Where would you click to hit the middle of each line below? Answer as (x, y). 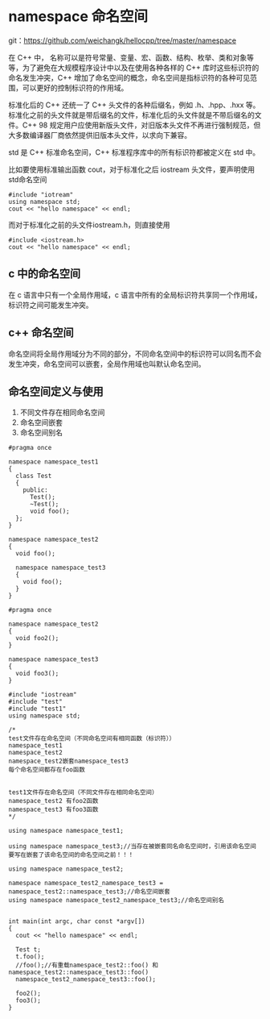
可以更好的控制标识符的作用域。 (75, 87)
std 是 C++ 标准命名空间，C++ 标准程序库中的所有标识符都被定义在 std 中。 (134, 152)
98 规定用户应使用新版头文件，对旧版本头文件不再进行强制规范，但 (150, 125)
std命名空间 (28, 179)
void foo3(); (37, 674)
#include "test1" (37, 709)
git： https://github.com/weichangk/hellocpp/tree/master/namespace (123, 40)
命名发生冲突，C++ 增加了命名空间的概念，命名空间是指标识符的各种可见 (129, 77)
